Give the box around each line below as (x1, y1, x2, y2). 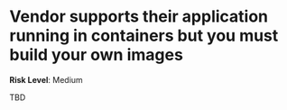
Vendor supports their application (9, 6, 269, 27)
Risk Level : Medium (9, 74, 83, 85)
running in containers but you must (9, 25, 279, 46)
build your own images (9, 45, 183, 65)
